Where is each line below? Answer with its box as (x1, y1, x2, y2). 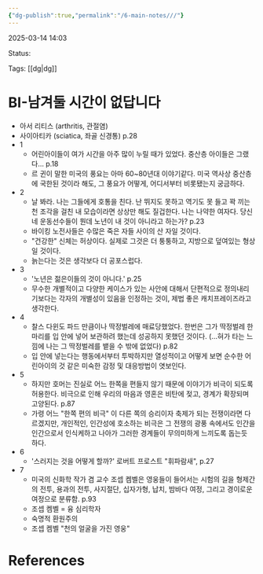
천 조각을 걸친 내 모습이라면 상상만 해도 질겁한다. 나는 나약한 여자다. (31, 206, 239, 216)
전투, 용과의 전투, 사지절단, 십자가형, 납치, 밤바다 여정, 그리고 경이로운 (39, 484, 253, 494)
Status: (8, 48, 31, 57)
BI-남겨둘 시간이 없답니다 (8, 94, 161, 111)
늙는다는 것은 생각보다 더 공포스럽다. (31, 256, 143, 265)
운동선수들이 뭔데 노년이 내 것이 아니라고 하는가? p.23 (39, 216, 205, 226)
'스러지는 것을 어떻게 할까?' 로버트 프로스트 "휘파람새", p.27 (31, 456, 214, 465)
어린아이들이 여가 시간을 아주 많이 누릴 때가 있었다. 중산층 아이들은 (31, 149, 235, 158)
